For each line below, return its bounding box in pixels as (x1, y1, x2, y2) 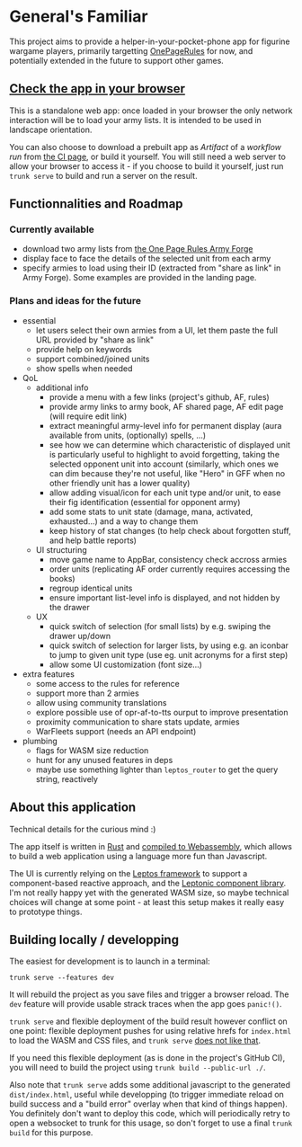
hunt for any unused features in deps (35, 754, 173, 765)
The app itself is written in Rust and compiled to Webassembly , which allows (9, 840, 292, 851)
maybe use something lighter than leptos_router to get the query (35, 764, 279, 775)
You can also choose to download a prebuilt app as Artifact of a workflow (9, 141, 281, 152)
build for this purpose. (9, 1127, 93, 1138)
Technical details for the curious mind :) (9, 823, 156, 834)
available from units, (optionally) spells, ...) (49, 430, 207, 440)
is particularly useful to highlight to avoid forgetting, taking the (49, 449, 280, 459)
